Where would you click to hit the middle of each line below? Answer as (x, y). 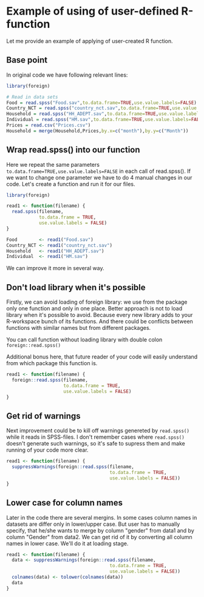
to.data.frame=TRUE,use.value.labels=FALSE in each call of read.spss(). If (99, 171)
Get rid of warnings (43, 416)
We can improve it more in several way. (55, 268)
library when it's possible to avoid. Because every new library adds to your (100, 315)
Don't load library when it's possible (76, 287)
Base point (27, 60)
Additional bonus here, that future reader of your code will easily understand (102, 357)
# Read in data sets (32, 97)
